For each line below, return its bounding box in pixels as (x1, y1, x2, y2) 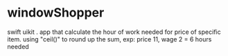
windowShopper (7, 5, 105, 21)
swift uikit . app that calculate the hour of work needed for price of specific (7, 28, 221, 36)
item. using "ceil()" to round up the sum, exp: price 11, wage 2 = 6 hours (7, 35, 212, 43)
